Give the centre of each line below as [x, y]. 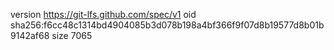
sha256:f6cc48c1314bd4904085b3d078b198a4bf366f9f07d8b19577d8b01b [167, 25]
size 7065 [72, 35]
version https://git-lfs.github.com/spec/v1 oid [103, 14]
